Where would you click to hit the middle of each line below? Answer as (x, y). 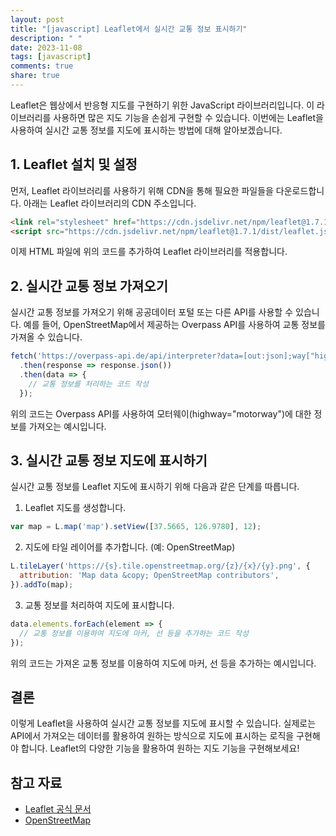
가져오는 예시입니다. (67, 426)
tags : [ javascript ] (51, 57)
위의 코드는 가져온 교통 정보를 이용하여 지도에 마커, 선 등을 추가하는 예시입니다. (163, 663)
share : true (35, 76)
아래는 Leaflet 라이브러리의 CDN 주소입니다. (110, 203)
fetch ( (24, 356)
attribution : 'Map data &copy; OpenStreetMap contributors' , (149, 576)
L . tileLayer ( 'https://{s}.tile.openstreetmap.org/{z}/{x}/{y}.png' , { (160, 566)
